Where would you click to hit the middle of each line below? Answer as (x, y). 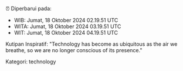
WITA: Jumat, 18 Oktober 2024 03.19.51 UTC (67, 26)
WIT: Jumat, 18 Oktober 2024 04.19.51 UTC (66, 33)
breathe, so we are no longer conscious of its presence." (74, 50)
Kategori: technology (31, 62)
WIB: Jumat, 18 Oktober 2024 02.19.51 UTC (66, 20)
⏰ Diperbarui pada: (29, 9)
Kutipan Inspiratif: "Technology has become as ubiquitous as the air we (91, 44)
